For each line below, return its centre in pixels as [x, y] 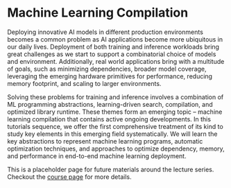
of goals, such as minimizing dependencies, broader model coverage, [107, 69]
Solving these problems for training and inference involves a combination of [115, 97]
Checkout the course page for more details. [69, 177]
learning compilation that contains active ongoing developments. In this [109, 119]
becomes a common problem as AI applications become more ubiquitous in [115, 39]
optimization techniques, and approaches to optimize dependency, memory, [116, 148]
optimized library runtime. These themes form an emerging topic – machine [115, 112]
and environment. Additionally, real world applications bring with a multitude [116, 61]
